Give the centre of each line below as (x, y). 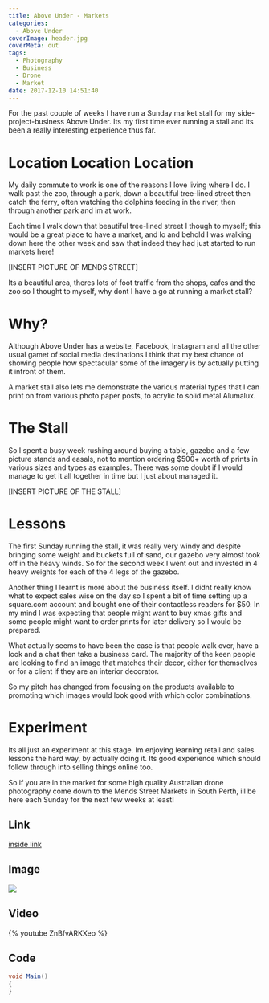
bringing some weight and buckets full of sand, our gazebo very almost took (134, 555)
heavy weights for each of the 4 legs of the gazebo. (94, 572)
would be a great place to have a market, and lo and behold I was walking (130, 234)
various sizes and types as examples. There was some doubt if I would (125, 467)
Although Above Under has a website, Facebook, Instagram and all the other (134, 346)
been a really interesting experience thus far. (82, 130)
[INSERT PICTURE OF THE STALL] (65, 491)
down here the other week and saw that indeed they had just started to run (132, 243)
